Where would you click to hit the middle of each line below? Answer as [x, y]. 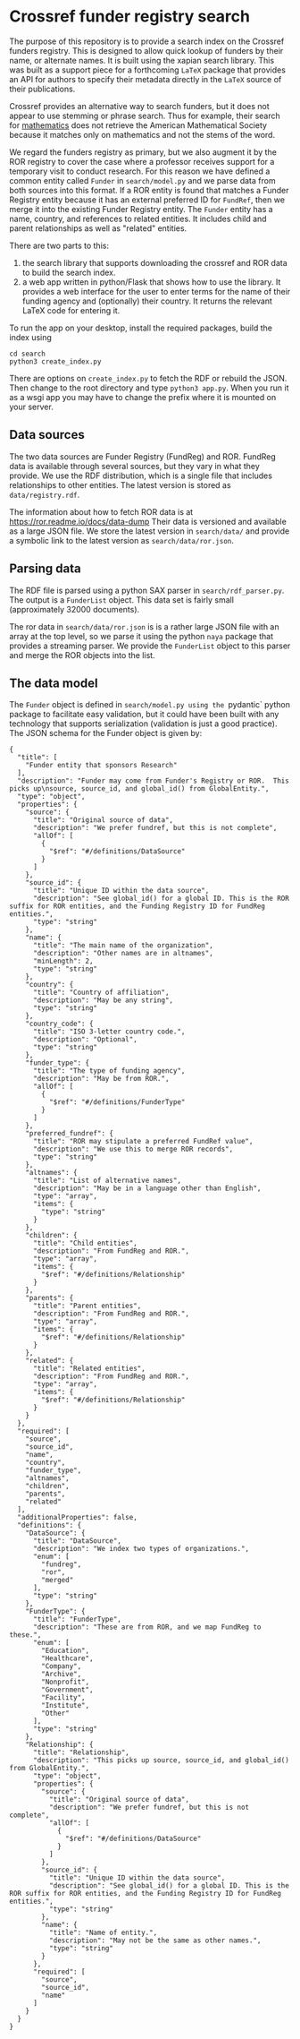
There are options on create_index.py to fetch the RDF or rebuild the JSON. [148, 378]
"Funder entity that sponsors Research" [101, 766]
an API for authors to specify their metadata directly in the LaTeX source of [146, 79]
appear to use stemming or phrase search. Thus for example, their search [145, 116]
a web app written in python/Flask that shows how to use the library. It [151, 282]
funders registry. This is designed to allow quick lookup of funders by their [146, 50]
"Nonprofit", [66, 1682]
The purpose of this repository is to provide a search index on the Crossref [147, 41]
